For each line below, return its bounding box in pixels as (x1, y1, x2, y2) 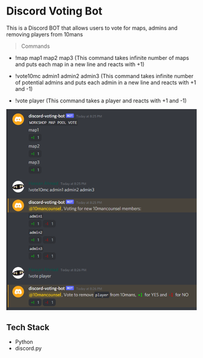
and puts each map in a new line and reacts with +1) (14, 61, 145, 68)
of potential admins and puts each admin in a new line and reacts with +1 (14, 79, 196, 86)
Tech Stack (6, 322, 50, 333)
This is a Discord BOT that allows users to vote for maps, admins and (6, 24, 178, 31)
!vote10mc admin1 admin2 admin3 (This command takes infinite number (14, 72, 194, 79)
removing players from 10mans (6, 30, 83, 38)
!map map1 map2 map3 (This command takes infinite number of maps (14, 54, 189, 61)
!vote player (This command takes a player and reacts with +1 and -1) (14, 97, 187, 104)
